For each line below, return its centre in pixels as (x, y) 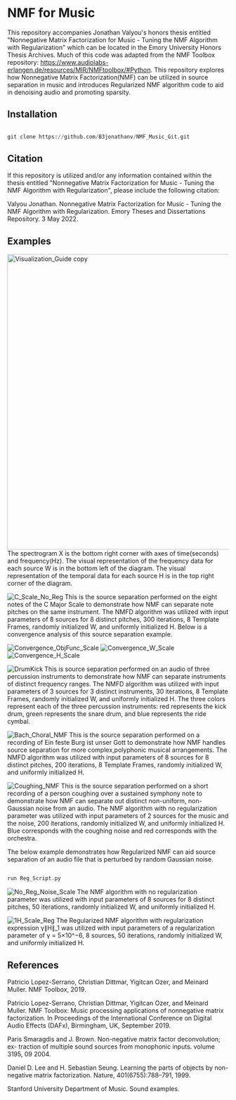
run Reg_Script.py (34, 878)
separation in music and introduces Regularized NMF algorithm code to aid (116, 84)
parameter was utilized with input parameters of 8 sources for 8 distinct (111, 900)
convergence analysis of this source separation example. (90, 634)
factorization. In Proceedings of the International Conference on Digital (110, 1018)
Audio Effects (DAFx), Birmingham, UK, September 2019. (89, 1025)
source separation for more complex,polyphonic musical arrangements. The (117, 750)
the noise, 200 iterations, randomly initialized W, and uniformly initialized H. (116, 824)
